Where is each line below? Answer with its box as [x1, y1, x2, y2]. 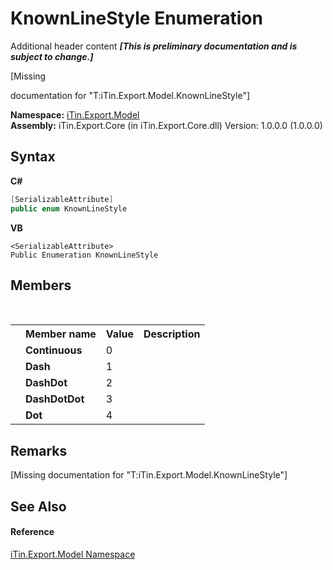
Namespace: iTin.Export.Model [10, 108, 140, 121]
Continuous [25, 343, 83, 357]
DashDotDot [25, 392, 85, 406]
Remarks [10, 442, 68, 459]
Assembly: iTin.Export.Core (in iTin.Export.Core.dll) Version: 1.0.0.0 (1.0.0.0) [10, 119, 323, 131]
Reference [10, 526, 55, 538]
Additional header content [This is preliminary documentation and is [10, 40, 298, 52]
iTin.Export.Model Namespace [10, 548, 136, 560]
